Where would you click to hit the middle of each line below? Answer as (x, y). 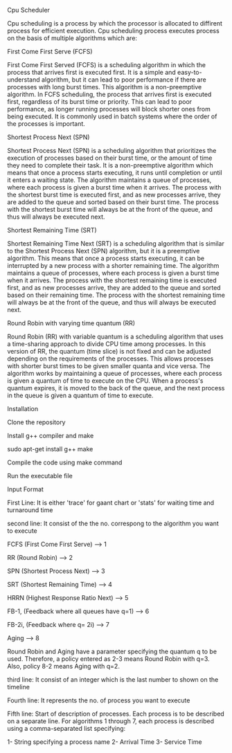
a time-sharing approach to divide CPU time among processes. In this (107, 344)
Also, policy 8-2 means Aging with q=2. (63, 666)
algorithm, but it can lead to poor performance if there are (124, 80)
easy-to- (190, 72)
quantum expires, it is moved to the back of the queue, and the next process (116, 388)
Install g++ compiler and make (51, 436)
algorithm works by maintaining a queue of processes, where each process (115, 373)
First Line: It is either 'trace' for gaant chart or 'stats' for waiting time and (111, 502)
